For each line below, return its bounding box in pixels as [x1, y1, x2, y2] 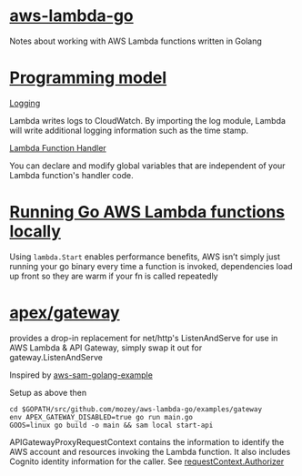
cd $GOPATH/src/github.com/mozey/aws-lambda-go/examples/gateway [9, 404, 262, 414]
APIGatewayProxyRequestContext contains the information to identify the [9, 436, 285, 447]
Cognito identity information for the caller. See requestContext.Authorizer [9, 456, 285, 467]
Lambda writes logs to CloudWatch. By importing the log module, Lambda [9, 115, 287, 126]
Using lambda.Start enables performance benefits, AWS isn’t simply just [9, 251, 280, 262]
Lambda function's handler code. [9, 169, 134, 180]
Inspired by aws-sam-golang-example [9, 370, 153, 380]
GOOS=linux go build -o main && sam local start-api [9, 420, 214, 430]
